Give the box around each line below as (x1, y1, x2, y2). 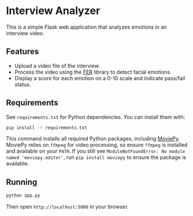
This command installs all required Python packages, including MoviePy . (6, 135, 180, 142)
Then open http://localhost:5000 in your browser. (6, 203, 129, 210)
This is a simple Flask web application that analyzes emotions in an (6, 23, 167, 30)
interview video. (6, 29, 45, 36)
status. (14, 81, 31, 88)
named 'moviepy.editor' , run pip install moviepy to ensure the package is (6, 154, 187, 161)
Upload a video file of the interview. (14, 62, 100, 69)
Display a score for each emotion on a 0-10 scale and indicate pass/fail (14, 74, 185, 81)
